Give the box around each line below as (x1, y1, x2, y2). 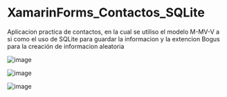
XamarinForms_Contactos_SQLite (7, 5, 206, 21)
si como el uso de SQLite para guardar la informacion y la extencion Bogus (7, 34, 220, 43)
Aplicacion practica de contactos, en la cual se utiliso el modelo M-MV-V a (7, 28, 220, 36)
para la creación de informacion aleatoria (7, 42, 125, 50)
